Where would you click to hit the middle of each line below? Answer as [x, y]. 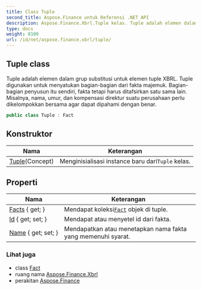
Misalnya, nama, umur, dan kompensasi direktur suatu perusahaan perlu [96, 97]
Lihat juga [21, 255]
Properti [22, 182]
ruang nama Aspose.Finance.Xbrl [56, 274]
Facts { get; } [27, 209]
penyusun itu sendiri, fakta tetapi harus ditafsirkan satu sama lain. [106, 91]
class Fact [28, 268]
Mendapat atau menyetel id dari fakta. [118, 219]
